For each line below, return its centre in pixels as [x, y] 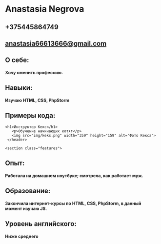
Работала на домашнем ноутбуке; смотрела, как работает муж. [74, 175]
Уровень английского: [41, 224]
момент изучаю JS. [26, 208]
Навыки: [19, 88]
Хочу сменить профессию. [34, 72]
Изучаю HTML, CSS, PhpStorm [37, 100]
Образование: [28, 191]
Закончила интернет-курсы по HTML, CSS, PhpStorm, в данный [73, 203]
